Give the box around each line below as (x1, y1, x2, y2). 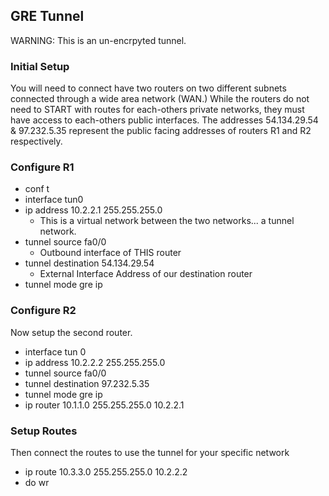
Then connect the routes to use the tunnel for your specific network (10, 447, 290, 458)
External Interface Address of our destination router (39, 268, 253, 280)
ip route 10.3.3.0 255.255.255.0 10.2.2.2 (24, 466, 188, 478)
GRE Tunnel (10, 8, 85, 25)
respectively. (10, 135, 63, 148)
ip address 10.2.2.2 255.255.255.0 (24, 356, 166, 368)
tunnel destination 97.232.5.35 (24, 377, 150, 389)
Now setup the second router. (10, 326, 133, 338)
